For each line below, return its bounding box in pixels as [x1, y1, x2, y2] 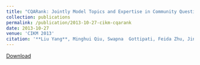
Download [6, 53, 32, 59]
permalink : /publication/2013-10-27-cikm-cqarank [6, 19, 132, 25]
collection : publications [6, 14, 70, 20]
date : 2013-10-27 [6, 25, 49, 31]
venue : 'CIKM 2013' [6, 31, 55, 37]
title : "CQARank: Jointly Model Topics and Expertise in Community [6, 8, 177, 15]
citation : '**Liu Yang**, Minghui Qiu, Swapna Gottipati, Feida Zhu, [6, 36, 185, 42]
